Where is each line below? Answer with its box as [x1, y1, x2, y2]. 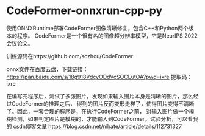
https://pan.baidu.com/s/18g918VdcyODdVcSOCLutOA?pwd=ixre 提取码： [6, 73, 193, 80]
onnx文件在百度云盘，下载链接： [6, 65, 88, 73]
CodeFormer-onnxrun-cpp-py [6, 4, 163, 18]
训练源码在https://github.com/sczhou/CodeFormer [6, 52, 134, 59]
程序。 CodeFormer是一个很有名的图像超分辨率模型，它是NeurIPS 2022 [16, 32, 198, 39]
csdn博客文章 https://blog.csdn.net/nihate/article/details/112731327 [13, 123, 182, 130]
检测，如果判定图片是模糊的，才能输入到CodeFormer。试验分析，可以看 [11, 115, 193, 122]
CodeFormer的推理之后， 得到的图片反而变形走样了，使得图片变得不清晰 [11, 100, 195, 107]
